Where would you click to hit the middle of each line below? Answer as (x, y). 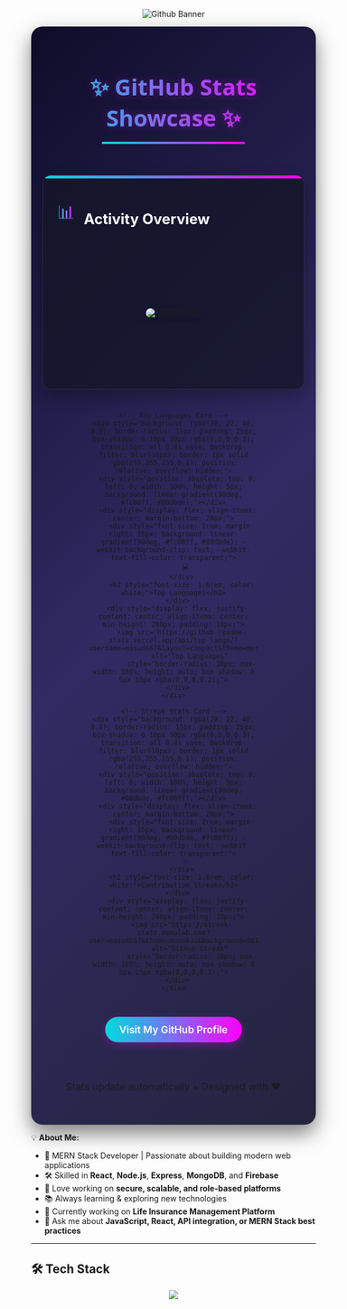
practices (62, 1231)
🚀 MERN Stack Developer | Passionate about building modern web (167, 1155)
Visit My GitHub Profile (173, 1030)
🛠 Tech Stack (70, 1269)
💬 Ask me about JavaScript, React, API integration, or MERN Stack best (179, 1221)
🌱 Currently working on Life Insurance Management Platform (159, 1211)
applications (67, 1165)
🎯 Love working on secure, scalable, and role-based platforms (163, 1189)
